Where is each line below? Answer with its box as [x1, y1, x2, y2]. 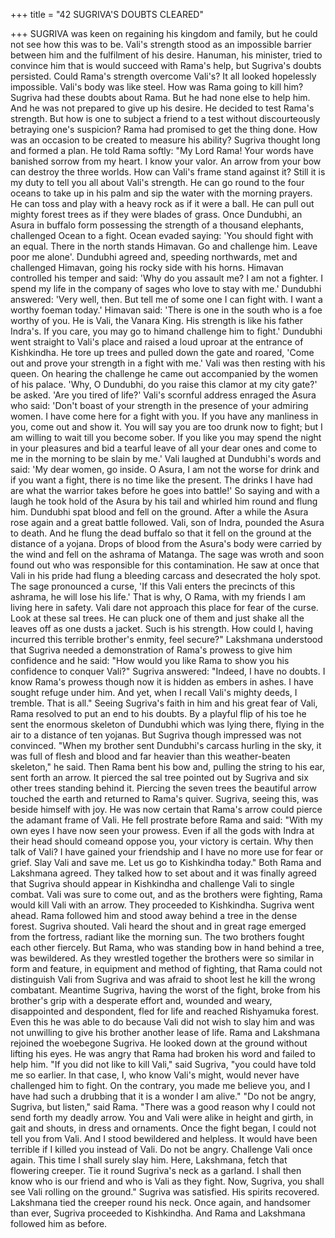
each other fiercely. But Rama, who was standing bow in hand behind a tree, [10, 942, 325, 953]
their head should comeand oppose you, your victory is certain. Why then [10, 835, 314, 847]
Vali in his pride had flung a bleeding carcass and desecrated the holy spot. [10, 570, 322, 581]
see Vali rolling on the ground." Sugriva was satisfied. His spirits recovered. [10, 1186, 320, 1198]
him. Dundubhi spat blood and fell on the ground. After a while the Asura [10, 506, 309, 518]
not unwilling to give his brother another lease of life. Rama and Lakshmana [10, 1027, 321, 1038]
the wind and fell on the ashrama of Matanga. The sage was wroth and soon [10, 549, 325, 560]
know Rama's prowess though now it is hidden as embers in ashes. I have [10, 676, 314, 688]
